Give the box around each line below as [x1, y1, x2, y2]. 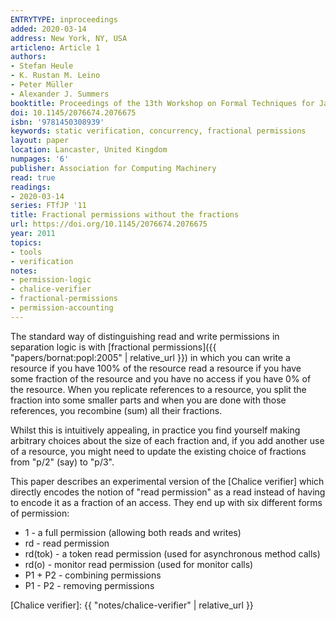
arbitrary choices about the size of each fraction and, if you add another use [10, 434, 325, 446]
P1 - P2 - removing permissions [24, 579, 155, 591]
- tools [10, 247, 43, 257]
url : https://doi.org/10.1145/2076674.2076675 [10, 219, 208, 230]
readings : [10, 182, 52, 192]
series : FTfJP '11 [10, 201, 87, 211]
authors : [10, 52, 47, 62]
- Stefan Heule [10, 61, 74, 71]
